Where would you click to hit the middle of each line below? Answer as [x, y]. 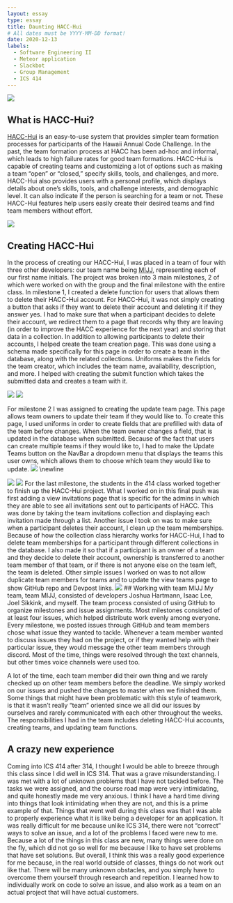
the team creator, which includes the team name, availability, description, [112, 366]
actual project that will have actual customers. [73, 892]
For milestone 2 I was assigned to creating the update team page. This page [116, 409]
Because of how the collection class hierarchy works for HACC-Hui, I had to [116, 535]
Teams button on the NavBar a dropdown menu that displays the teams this [115, 453]
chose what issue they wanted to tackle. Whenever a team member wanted [115, 632]
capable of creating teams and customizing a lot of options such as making [115, 166]
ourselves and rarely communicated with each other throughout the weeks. [115, 713]
